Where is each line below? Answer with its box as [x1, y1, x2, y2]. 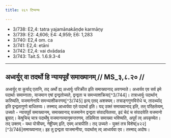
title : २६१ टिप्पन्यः [5, 7, 40, 13]
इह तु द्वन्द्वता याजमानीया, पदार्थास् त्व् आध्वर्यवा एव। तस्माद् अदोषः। [45, 126, 150, 133]
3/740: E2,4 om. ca [12, 37, 53, 43]
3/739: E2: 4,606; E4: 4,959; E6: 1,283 [12, 31, 93, 37]
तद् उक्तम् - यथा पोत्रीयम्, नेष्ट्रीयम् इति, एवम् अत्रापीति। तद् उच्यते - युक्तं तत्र [5, 121, 126, 127]
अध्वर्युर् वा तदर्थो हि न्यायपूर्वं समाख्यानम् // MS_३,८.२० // [5, 73, 145, 82]
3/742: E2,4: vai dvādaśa [12, 48, 65, 54]
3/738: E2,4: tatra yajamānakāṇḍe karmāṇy [12, 26, 103, 32]
